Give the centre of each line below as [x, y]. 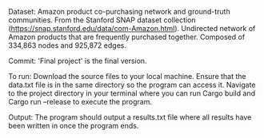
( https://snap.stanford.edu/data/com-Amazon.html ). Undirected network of [132, 28]
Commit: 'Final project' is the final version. [78, 61]
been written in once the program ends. [74, 126]
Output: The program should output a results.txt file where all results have [130, 117]
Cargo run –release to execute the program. [80, 102]
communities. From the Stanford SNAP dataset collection [102, 20]
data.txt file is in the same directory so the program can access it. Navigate [132, 85]
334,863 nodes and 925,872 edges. [67, 45]
